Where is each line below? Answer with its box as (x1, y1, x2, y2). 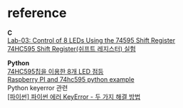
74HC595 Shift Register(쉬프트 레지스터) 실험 (7, 44, 137, 53)
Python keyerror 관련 (7, 83, 68, 92)
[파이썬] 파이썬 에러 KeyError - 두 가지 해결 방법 (7, 92, 141, 101)
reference (7, 5, 67, 21)
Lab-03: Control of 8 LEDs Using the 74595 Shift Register (7, 36, 176, 44)
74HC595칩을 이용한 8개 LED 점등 (7, 67, 104, 75)
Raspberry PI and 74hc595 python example (7, 75, 135, 83)
